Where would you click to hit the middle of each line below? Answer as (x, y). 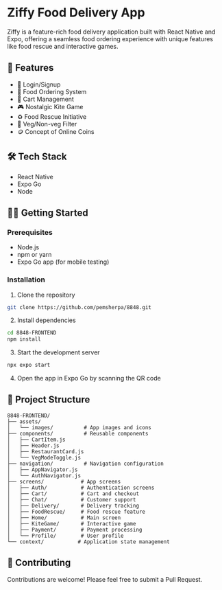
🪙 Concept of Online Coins (56, 131)
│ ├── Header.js (33, 445)
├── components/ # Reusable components (78, 433)
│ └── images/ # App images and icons (79, 427)
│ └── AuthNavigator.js (44, 475)
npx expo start (29, 365)
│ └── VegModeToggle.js (44, 457)
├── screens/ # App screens (64, 481)
